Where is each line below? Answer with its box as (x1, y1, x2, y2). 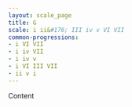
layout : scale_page (8, 11, 72, 20)
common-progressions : (8, 33, 79, 41)
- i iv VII (8, 48, 44, 55)
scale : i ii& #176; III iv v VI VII (8, 26, 125, 34)
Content (8, 91, 35, 100)
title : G (8, 19, 37, 27)
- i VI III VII (8, 62, 58, 70)
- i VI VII (8, 41, 44, 48)
